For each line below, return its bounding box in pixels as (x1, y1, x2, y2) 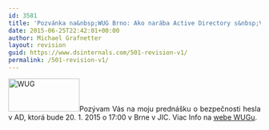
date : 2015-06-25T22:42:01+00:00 (8, 26, 120, 34)
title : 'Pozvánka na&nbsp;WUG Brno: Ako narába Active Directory (8, 19, 231, 27)
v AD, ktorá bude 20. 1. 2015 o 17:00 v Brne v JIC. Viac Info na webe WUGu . (8, 112, 258, 122)
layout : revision (8, 41, 66, 49)
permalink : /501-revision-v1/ (8, 57, 110, 65)
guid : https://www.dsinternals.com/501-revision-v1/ (8, 49, 188, 57)
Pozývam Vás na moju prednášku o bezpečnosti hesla (79, 104, 261, 113)
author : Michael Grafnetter (8, 33, 102, 42)
